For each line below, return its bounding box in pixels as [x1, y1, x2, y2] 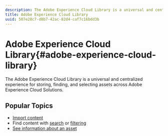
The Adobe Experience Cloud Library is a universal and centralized [5, 76, 143, 82]
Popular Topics [5, 101, 53, 110]
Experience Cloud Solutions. [5, 87, 64, 93]
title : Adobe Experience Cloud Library [5, 12, 88, 17]
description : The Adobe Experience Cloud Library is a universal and [5, 7, 153, 13]
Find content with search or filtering [12, 120, 86, 126]
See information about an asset [12, 125, 77, 131]
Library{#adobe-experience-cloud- [5, 49, 156, 60]
